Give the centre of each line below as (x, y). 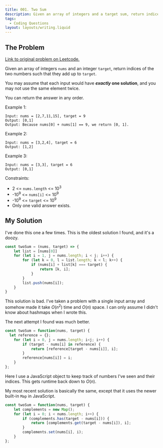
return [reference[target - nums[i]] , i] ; (74, 349)
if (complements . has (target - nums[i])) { (66, 419)
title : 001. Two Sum (26, 9)
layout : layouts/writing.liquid (38, 28)
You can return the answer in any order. (44, 97)
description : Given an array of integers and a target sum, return (75, 14)
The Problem (25, 47)
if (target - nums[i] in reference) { (62, 344)
